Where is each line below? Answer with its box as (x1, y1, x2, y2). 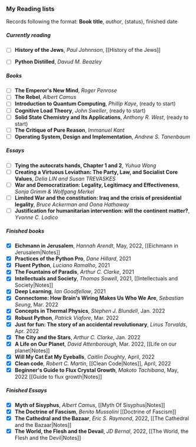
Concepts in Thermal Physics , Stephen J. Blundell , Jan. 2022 (14, 307, 165, 314)
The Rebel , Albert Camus (14, 94, 77, 101)
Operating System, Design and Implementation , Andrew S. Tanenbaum (14, 133, 190, 140)
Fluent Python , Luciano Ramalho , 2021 (14, 261, 110, 269)
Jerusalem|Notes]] (14, 249, 61, 256)
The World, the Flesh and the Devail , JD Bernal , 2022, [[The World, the (14, 428, 189, 435)
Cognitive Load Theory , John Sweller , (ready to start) (14, 107, 146, 114)
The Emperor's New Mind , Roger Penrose (14, 87, 117, 94)
